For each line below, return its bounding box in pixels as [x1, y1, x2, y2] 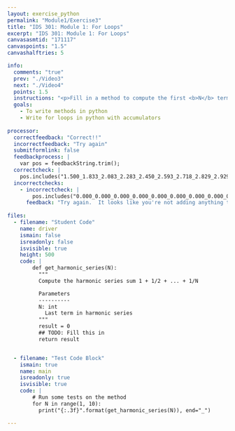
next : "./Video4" [13, 81, 64, 88]
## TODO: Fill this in [38, 329, 105, 336]
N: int [38, 303, 58, 310]
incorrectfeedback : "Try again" [13, 140, 108, 147]
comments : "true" [13, 68, 64, 76]
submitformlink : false [13, 147, 80, 154]
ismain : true [20, 361, 58, 369]
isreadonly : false [20, 238, 73, 246]
